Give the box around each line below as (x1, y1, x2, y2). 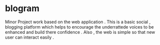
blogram (5, 3, 40, 14)
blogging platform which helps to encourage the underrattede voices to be (5, 24, 154, 30)
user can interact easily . (5, 34, 54, 40)
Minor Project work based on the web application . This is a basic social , (5, 19, 151, 25)
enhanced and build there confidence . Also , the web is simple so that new (5, 29, 155, 35)
